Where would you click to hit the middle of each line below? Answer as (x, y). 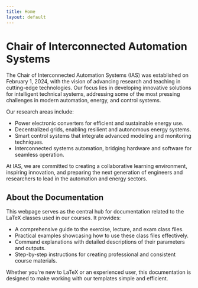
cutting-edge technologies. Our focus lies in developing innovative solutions (99, 88)
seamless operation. (39, 155)
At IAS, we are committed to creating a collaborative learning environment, (97, 166)
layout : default (26, 17)
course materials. (36, 261)
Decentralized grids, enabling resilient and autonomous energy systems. (103, 130)
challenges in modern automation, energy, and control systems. (84, 101)
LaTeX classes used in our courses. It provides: (64, 218)
